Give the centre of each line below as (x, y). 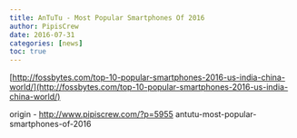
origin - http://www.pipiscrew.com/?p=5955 (92, 114)
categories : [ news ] (46, 43)
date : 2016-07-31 (42, 34)
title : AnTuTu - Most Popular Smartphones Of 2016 (107, 18)
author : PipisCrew (44, 26)
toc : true (28, 52)
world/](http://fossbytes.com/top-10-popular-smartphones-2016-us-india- (149, 87)
